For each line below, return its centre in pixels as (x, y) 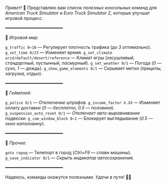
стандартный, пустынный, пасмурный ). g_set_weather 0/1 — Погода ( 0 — (83, 63)
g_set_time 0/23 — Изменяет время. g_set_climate (59, 52)
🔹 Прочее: (16, 143)
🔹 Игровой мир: (22, 38)
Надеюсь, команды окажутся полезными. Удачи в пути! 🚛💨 (68, 177)
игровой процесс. (24, 18)
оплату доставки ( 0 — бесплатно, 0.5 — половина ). (60, 108)
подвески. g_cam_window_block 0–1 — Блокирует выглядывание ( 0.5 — (79, 118)
